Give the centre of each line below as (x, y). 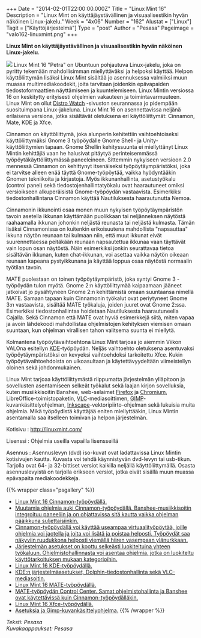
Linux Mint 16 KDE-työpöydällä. (53, 565)
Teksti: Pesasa (24, 622)
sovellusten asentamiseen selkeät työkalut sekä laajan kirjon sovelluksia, (96, 386)
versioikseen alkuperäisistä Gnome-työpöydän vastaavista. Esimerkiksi (94, 192)
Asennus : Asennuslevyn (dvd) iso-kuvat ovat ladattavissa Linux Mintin (94, 452)
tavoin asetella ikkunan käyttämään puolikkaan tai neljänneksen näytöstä (96, 216)
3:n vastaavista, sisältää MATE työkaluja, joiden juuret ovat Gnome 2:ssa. (96, 305)
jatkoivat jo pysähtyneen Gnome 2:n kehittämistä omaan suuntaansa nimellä (100, 292)
